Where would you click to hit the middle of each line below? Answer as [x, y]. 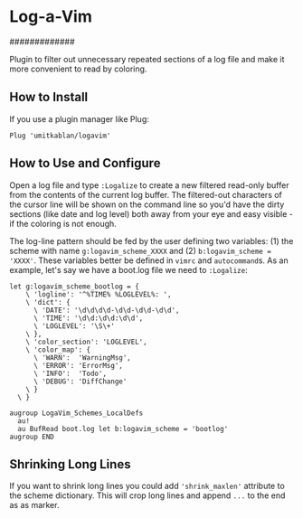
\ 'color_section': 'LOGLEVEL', [86, 342]
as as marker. [34, 505]
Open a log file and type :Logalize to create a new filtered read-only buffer [149, 185]
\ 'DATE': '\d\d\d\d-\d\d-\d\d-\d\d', [106, 310]
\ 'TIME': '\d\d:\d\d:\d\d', [88, 318]
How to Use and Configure [85, 163]
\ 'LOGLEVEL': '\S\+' [74, 326]
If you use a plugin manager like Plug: [79, 118]
